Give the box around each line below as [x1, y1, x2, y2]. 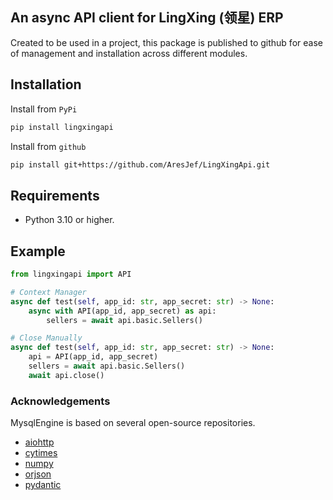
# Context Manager [10, 287, 87, 297]
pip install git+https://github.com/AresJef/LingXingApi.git [10, 159, 271, 170]
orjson [24, 468, 52, 480]
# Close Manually [10, 333, 83, 343]
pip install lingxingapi [10, 122, 114, 132]
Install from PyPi [10, 103, 78, 115]
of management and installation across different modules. [10, 47, 248, 59]
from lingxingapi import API [10, 269, 132, 279]
